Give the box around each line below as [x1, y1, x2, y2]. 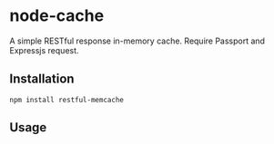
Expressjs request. [9, 44, 79, 55]
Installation [9, 72, 75, 87]
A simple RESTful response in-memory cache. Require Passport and [9, 35, 266, 46]
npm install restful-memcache [9, 95, 125, 104]
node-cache [9, 5, 105, 26]
